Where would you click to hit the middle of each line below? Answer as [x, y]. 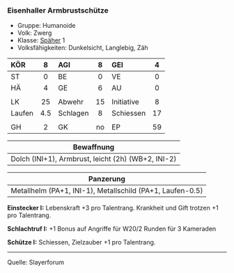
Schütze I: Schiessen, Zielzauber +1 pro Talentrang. [81, 242]
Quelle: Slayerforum [36, 263]
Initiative [125, 102]
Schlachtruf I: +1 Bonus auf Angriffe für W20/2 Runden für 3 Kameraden [112, 229]
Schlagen [73, 114]
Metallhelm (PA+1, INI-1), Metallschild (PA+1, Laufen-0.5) [107, 191]
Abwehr [71, 102]
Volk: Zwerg [34, 33]
